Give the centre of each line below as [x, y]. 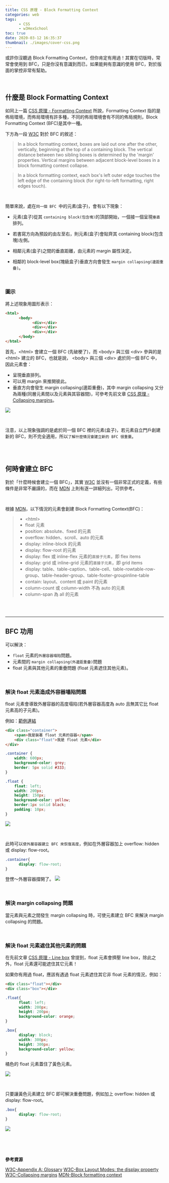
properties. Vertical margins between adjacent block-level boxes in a [89, 160]
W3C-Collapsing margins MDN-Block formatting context [64, 1174]
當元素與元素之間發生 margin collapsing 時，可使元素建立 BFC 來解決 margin [84, 915]
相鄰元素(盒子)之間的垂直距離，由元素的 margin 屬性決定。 [73, 251]
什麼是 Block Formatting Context [57, 98]
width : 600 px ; [29, 758]
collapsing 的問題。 [25, 921]
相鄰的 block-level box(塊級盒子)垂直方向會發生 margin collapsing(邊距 [86, 261]
